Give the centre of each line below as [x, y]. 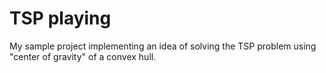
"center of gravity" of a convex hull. [83, 56]
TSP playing [60, 18]
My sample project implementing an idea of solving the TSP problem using [163, 46]
